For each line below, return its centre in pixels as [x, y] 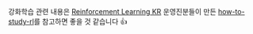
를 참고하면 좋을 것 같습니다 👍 [80, 21]
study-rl [21, 21]
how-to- [231, 11]
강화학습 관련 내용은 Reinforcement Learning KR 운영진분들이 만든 [112, 11]
